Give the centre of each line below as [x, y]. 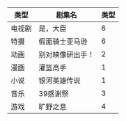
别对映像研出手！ [67, 55]
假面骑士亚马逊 [63, 41]
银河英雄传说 [60, 81]
